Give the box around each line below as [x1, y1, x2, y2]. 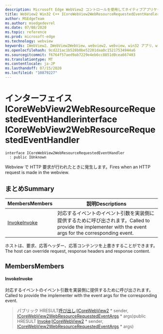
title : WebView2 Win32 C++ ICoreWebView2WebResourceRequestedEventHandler [5, 12, 160, 17]
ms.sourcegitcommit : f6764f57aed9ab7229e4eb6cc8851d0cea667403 [5, 52, 136, 57]
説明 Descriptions [86, 200, 127, 207]
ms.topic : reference [5, 30, 47, 35]
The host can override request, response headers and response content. [5, 248, 150, 254]
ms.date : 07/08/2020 [5, 25, 47, 30]
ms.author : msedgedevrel [5, 20, 55, 26]
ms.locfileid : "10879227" [5, 70, 57, 75]
